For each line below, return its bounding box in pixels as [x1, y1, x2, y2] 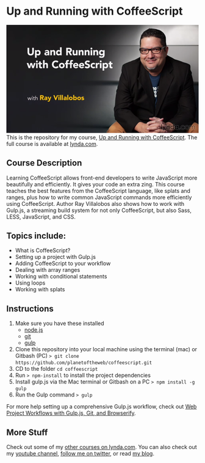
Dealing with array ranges [15, 266, 81, 274]
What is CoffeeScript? [15, 247, 71, 254]
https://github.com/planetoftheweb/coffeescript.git [15, 360, 153, 366]
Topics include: [6, 231, 66, 241]
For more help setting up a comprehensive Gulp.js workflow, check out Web [6, 403, 197, 410]
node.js [24, 326, 43, 334]
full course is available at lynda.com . [6, 140, 98, 147]
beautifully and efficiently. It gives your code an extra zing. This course [6, 180, 185, 188]
